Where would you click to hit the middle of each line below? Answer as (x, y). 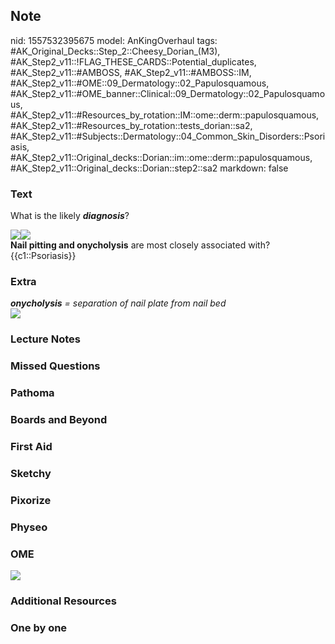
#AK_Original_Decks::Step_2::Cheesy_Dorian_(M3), (115, 51)
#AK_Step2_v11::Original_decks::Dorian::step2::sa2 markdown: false (149, 168)
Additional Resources (63, 601)
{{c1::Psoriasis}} (43, 256)
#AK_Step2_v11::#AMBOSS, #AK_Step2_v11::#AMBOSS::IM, (131, 72)
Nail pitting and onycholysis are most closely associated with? (140, 245)
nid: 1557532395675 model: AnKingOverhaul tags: (114, 40)
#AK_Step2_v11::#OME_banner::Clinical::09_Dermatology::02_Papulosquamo (168, 93)
